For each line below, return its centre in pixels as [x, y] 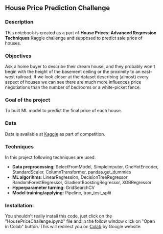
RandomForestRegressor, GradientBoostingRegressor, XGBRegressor [82, 182]
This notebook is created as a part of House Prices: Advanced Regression [81, 33]
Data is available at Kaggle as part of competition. [55, 134]
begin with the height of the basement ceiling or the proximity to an [73, 71]
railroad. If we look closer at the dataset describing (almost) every [82, 77]
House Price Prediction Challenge [58, 8]
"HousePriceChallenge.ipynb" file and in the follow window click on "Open [80, 221]
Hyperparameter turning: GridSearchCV [53, 187]
